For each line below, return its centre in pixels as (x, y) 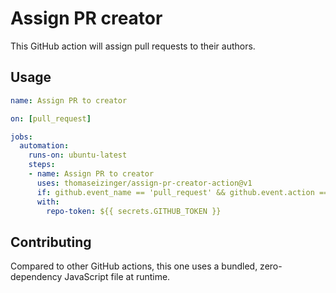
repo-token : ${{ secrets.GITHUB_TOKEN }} (134, 211)
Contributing (51, 242)
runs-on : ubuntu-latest (78, 155)
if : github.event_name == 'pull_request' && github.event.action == (182, 192)
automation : (44, 146)
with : (48, 202)
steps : (42, 165)
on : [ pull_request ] (51, 118)
